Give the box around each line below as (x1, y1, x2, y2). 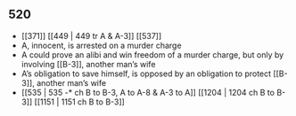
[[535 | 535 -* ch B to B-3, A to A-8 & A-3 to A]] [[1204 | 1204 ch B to (21, 87, 275, 97)
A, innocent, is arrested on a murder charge (21, 40, 182, 50)
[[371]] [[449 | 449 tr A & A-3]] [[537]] (21, 30, 162, 41)
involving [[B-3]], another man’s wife (21, 58, 156, 69)
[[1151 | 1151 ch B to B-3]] (34, 97, 126, 107)
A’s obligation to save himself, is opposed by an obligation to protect (21, 68, 272, 79)
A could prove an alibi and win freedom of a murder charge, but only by (21, 49, 284, 60)
